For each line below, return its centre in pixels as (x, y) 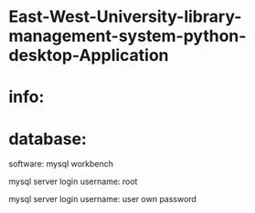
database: (48, 139)
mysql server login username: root (73, 182)
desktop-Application (89, 56)
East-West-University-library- (125, 17)
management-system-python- (127, 36)
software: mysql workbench (61, 164)
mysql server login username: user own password (103, 199)
